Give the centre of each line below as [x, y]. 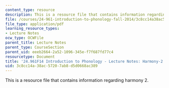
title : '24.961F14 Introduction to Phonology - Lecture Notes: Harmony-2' [85, 61]
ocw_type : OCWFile [24, 38]
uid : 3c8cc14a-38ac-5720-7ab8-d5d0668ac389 [52, 66]
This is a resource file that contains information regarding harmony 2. [77, 80]
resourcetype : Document [30, 57]
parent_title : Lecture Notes [36, 43]
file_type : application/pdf [35, 24]
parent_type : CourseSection [35, 47]
